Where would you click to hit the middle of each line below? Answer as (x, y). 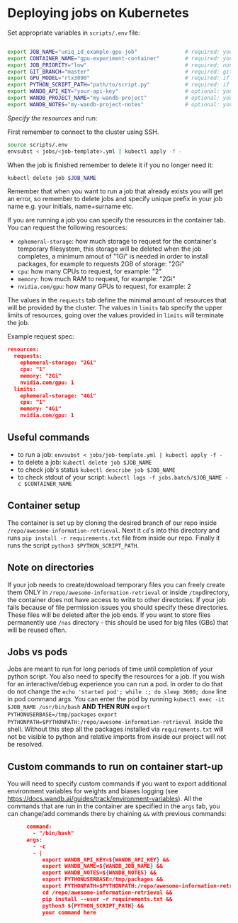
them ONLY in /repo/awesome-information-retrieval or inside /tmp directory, (119, 592)
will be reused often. (37, 630)
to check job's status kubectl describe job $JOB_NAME (96, 470)
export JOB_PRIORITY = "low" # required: (114, 65)
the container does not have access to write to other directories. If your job (117, 599)
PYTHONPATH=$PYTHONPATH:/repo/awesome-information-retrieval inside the (115, 722)
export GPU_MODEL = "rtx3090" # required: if (119, 78)
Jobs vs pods (38, 652)
